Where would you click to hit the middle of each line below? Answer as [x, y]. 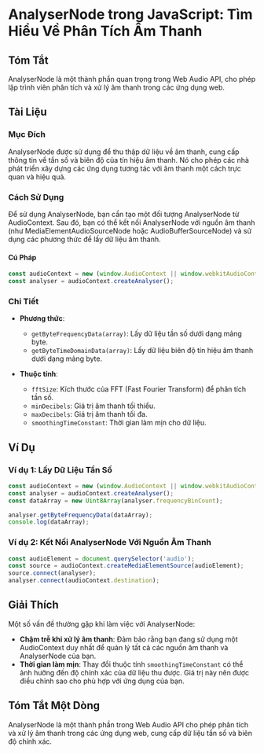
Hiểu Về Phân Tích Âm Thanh [105, 31]
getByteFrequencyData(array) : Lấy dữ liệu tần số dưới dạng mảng [136, 334]
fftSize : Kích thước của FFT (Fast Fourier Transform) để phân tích [139, 389]
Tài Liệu [27, 112]
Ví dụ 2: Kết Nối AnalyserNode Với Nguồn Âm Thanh [110, 543]
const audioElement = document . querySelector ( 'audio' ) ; [101, 559]
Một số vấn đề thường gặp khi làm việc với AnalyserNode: [102, 623]
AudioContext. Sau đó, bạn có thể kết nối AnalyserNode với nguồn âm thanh [132, 223]
